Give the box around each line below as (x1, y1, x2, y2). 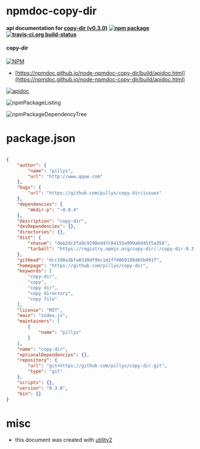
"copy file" (28, 296, 58, 302)
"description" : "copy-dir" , (17, 218, 87, 224)
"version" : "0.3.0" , (17, 385, 68, 391)
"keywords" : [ (17, 268, 52, 274)
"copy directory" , (28, 290, 74, 296)
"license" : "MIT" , (17, 307, 63, 313)
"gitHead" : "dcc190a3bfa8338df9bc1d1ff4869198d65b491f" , (17, 257, 162, 263)
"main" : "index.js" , (17, 313, 68, 319)
